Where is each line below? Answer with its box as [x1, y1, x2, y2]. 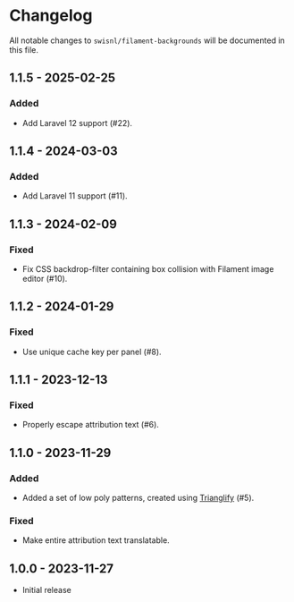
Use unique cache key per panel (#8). [21, 346, 163, 357]
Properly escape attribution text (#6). [21, 420, 159, 430]
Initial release [21, 585, 71, 596]
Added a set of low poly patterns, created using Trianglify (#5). [21, 493, 255, 504]
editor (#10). [21, 274, 68, 284]
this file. [9, 44, 38, 55]
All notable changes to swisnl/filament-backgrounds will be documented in [9, 35, 286, 46]
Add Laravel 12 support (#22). [21, 117, 132, 128]
